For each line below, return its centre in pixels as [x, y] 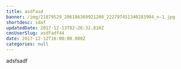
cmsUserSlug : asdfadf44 [35, 33]
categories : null [27, 44]
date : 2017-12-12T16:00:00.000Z [46, 39]
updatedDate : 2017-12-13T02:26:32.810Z [55, 28]
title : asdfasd [25, 11]
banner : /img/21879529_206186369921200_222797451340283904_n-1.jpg [91, 17]
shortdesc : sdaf [26, 22]
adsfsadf [17, 61]
